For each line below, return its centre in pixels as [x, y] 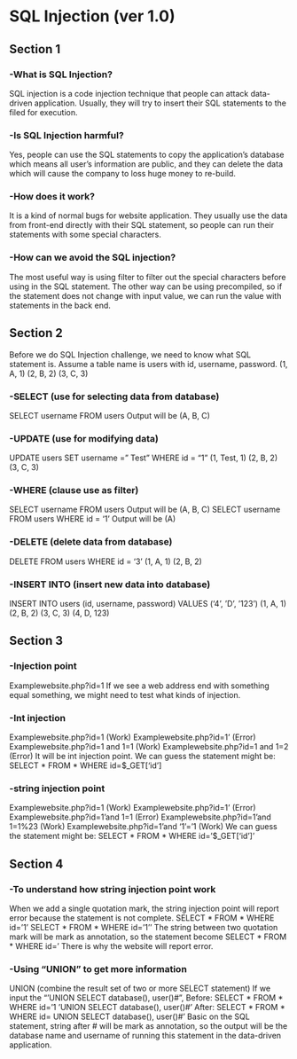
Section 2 [36, 333]
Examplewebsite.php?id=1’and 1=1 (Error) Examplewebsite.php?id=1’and [141, 817]
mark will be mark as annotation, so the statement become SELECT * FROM [148, 937]
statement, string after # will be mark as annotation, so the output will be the [148, 1026]
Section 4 [36, 863]
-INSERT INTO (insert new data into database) [110, 584]
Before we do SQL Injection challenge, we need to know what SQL [130, 354]
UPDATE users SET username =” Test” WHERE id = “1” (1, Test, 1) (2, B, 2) [143, 458]
